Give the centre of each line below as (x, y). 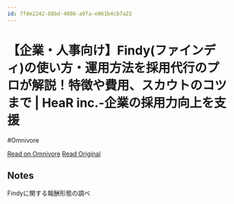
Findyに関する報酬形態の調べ (49, 194)
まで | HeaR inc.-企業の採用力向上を (111, 103)
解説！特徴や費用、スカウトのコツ (130, 85)
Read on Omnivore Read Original (54, 154)
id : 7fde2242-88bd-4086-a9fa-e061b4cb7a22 (70, 14)
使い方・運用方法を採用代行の (122, 68)
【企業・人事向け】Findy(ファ (93, 50)
